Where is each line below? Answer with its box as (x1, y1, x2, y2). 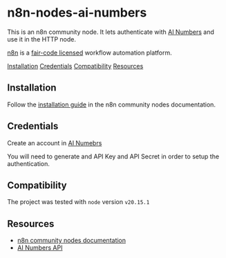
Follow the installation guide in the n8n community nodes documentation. (7, 100, 216, 109)
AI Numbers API (17, 243, 63, 252)
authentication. (7, 159, 50, 167)
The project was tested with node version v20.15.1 (7, 198, 150, 206)
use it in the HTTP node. (7, 35, 77, 43)
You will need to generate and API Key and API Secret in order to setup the (7, 152, 220, 160)
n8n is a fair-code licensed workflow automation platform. (7, 48, 172, 57)
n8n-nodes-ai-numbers (7, 5, 147, 21)
